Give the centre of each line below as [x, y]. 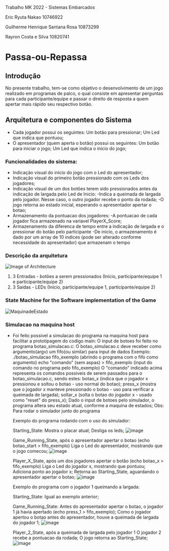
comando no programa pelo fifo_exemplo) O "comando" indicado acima [88, 368]
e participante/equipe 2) [38, 282]
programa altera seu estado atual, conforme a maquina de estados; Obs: [88, 405]
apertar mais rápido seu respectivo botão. [49, 104]
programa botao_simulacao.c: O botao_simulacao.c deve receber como [87, 346]
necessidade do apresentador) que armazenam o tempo [71, 243]
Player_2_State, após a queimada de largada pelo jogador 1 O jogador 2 [87, 532]
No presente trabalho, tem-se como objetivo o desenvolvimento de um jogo [84, 88]
